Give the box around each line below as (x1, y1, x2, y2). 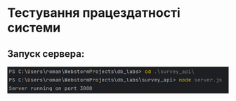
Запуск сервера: (7, 48, 85, 60)
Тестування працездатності (7, 5, 181, 21)
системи (7, 20, 61, 36)
